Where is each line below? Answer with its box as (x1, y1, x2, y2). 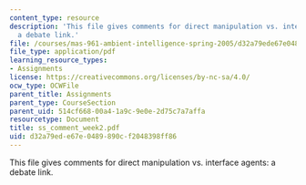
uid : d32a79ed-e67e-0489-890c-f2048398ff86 (9, 132, 178, 141)
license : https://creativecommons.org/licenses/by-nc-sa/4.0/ (9, 73, 250, 82)
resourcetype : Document (9, 115, 100, 124)
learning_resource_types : (9, 56, 107, 65)
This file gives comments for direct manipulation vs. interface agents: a (9, 157, 276, 168)
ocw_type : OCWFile (9, 81, 79, 90)
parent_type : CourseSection (9, 98, 117, 108)
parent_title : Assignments (9, 89, 112, 98)
